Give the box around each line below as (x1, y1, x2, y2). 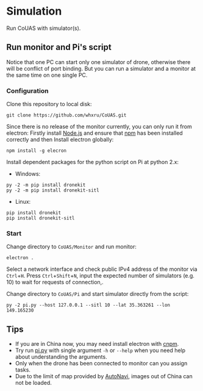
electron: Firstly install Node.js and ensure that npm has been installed (6, 129, 183, 137)
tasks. (15, 366, 30, 373)
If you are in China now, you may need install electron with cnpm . (15, 340, 179, 348)
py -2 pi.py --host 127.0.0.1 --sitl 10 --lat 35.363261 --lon (6, 302, 171, 309)
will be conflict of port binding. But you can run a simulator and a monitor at (6, 65, 196, 72)
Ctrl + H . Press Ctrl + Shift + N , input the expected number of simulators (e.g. (6, 272, 195, 279)
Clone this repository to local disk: (6, 101, 92, 108)
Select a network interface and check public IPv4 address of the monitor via (6, 265, 198, 273)
